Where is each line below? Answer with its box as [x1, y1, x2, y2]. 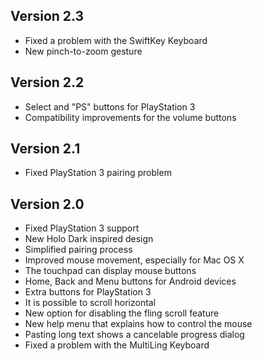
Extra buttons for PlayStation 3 [24, 286, 152, 298]
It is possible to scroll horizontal [24, 297, 157, 309]
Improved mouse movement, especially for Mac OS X [24, 254, 245, 266]
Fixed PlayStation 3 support [24, 222, 140, 234]
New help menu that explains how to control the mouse [24, 318, 253, 330]
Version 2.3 [10, 8, 85, 25]
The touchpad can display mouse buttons [24, 265, 197, 277]
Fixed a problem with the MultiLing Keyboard [24, 339, 210, 351]
